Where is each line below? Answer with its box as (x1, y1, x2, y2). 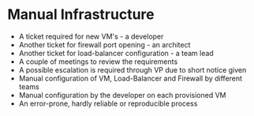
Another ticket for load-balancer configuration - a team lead (18, 48, 214, 58)
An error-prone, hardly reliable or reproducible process (18, 99, 198, 108)
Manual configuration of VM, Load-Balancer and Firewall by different (18, 73, 242, 83)
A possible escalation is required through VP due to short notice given (18, 65, 247, 74)
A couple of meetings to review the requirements (18, 57, 178, 66)
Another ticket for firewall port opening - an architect (18, 39, 191, 49)
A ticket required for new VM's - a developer (18, 32, 164, 41)
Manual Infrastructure (7, 6, 155, 24)
